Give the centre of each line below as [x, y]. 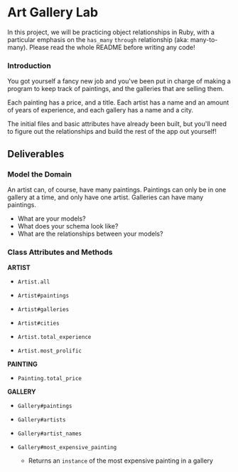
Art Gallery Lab [53, 12]
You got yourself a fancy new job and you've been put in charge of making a [119, 81]
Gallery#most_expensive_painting [67, 448]
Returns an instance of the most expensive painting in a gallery [120, 461]
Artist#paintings [43, 296]
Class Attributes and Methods [60, 252]
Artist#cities [38, 324]
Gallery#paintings [45, 407]
